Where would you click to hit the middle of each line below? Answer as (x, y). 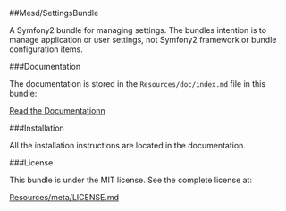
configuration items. (46, 49)
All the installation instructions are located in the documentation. (127, 145)
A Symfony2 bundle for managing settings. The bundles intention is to (138, 30)
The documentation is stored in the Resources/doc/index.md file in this (138, 84)
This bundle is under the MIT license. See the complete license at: (131, 180)
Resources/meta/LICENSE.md (64, 197)
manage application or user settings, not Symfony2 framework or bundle (143, 40)
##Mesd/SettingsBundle (54, 13)
